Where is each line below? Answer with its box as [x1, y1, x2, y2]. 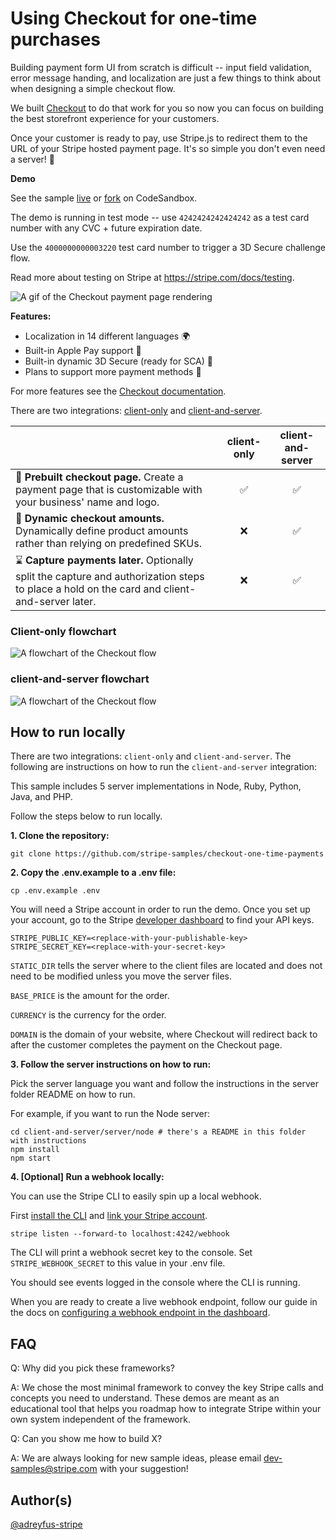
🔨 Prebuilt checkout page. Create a [15, 470, 184, 484]
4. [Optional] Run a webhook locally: [10, 1171, 165, 1183]
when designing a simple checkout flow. [10, 82, 176, 94]
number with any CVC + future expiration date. [10, 222, 203, 234]
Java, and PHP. [10, 791, 73, 803]
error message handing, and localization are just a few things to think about [10, 72, 322, 84]
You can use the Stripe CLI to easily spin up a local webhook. [10, 1190, 262, 1202]
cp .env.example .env [10, 886, 101, 896]
